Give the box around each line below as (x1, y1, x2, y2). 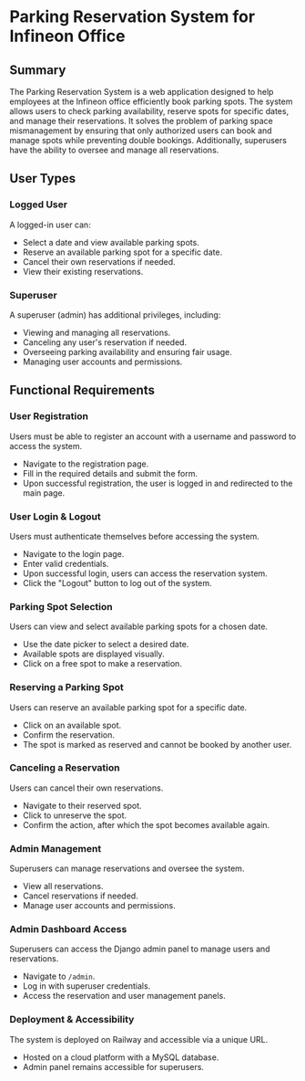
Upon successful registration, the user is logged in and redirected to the (22, 478, 293, 488)
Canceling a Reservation (9, 761, 120, 774)
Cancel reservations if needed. (22, 890, 138, 901)
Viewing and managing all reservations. (22, 327, 171, 338)
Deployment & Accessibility (9, 1013, 135, 1026)
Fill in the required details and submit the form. (22, 467, 198, 478)
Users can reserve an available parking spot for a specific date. (9, 701, 248, 713)
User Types (9, 171, 76, 186)
